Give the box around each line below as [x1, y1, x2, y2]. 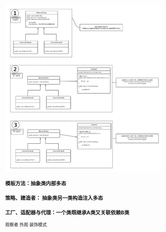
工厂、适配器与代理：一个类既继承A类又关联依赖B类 [5, 209, 130, 216]
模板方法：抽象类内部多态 [5, 180, 67, 187]
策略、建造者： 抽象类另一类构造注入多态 [5, 195, 103, 202]
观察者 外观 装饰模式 [5, 221, 47, 227]
